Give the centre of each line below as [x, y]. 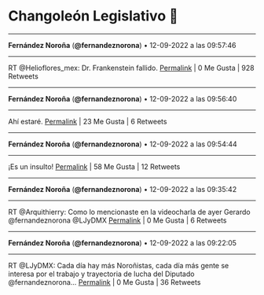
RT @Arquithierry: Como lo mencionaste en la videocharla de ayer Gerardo [129, 212]
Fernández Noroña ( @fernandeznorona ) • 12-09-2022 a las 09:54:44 [123, 144]
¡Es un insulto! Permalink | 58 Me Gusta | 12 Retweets [94, 166]
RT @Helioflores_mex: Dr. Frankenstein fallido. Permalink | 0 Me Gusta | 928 [131, 68]
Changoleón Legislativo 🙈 [93, 16]
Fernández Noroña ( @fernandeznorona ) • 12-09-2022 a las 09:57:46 [122, 45]
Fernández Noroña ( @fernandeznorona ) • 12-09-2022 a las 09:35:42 [123, 189]
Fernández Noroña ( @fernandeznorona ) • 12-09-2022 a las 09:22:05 [123, 242]
